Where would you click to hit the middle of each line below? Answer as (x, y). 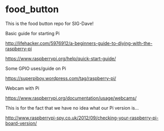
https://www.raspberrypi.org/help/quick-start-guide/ (61, 58)
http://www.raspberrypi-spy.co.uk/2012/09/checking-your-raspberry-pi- (82, 118)
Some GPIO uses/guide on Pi (36, 68)
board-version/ (21, 123)
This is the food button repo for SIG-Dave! (49, 23)
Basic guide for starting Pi (32, 33)
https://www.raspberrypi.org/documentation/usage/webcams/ (71, 98)
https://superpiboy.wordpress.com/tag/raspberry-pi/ (61, 78)
